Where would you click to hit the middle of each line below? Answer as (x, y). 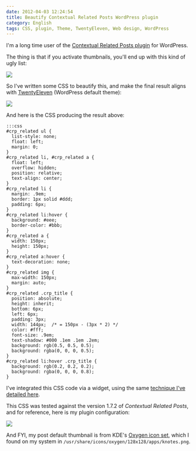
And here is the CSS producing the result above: (66, 115)
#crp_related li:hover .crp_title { (52, 361)
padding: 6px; (29, 205)
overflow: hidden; (35, 168)
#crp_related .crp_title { (40, 293)
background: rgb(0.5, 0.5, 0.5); (53, 346)
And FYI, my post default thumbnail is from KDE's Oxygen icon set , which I (98, 435)
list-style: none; (35, 137)
